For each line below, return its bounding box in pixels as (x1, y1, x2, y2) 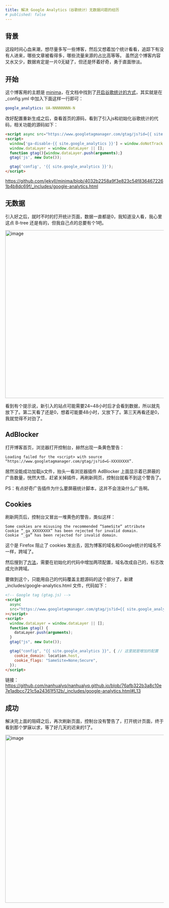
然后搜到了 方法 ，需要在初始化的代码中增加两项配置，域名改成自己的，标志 (5, 559, 159, 565)
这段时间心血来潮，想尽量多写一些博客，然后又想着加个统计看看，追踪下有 (5, 46, 159, 52)
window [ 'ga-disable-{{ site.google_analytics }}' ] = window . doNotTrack (10, 141, 163, 146)
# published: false (5, 12, 46, 17)
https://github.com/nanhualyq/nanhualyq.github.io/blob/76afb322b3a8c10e (5, 683, 162, 689)
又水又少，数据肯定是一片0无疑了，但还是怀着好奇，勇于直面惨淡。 (5, 59, 145, 65)
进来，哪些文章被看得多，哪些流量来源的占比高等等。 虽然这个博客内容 (14, 52, 161, 58)
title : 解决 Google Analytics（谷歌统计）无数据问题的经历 (5, 7, 120, 13)
